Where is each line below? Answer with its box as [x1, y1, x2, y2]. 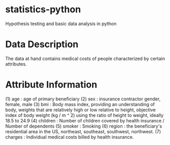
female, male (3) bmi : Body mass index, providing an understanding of [5, 101, 155, 107]
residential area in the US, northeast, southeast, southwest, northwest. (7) [5, 128, 161, 134]
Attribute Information [5, 79, 97, 91]
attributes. [5, 60, 27, 67]
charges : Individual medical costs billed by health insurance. [5, 134, 134, 140]
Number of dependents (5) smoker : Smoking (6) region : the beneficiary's [5, 123, 162, 129]
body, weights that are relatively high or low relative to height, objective [5, 107, 156, 113]
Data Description [5, 38, 79, 50]
